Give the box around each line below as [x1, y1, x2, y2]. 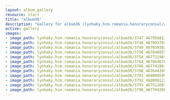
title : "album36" [5, 17, 42, 22]
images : [5, 31, 22, 36]
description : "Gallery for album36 [5, 21, 80, 27]
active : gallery [5, 26, 39, 31]
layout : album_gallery [5, 7, 53, 13]
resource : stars [5, 12, 39, 17]
